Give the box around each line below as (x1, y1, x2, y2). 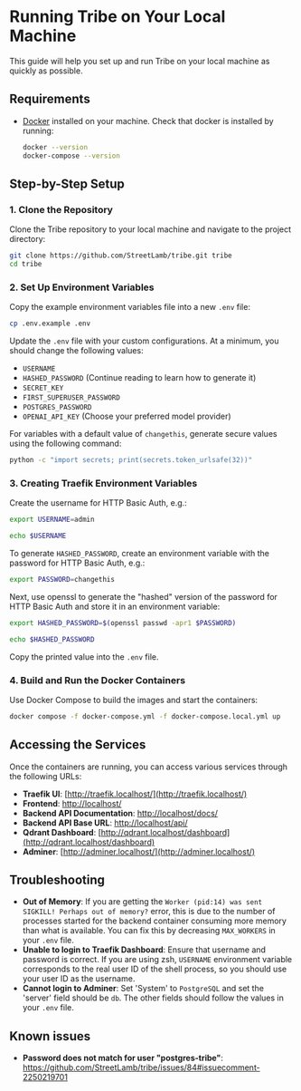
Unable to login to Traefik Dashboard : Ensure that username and (22, 944, 267, 955)
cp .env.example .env (9, 319, 91, 328)
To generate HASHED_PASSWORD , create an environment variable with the (9, 548, 269, 559)
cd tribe (9, 260, 42, 269)
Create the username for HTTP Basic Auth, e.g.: (9, 497, 187, 508)
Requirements (9, 92, 90, 107)
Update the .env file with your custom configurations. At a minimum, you (9, 335, 279, 346)
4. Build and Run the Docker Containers (9, 673, 186, 686)
